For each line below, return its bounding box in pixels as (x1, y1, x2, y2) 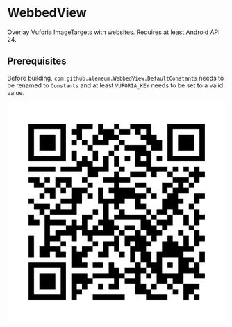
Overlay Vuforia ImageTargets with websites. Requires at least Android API (7, 28, 220, 36)
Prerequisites (7, 56, 67, 67)
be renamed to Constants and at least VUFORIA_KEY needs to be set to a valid (7, 81, 224, 90)
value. (7, 88, 25, 97)
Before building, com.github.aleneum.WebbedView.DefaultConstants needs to (7, 74, 224, 82)
